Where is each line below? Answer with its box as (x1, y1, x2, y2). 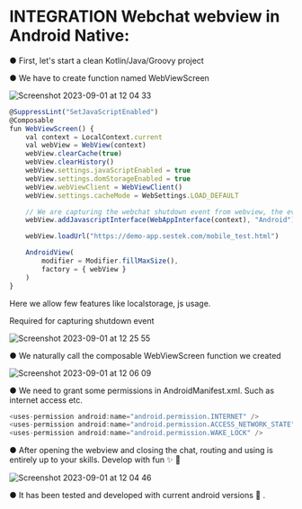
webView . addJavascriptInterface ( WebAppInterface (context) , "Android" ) (25, 216, 296, 225)
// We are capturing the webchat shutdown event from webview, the (25, 207, 283, 217)
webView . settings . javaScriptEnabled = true (25, 166, 191, 175)
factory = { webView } (41, 264, 127, 273)
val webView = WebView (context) (25, 141, 147, 150)
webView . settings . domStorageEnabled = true (25, 174, 191, 183)
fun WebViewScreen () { (9, 124, 94, 133)
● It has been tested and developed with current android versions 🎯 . (9, 490, 266, 501)
